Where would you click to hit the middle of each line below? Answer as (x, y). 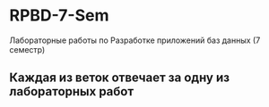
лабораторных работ (72, 91)
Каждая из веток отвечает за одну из (120, 78)
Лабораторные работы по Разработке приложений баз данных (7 (135, 40)
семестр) (27, 49)
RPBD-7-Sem (59, 16)
